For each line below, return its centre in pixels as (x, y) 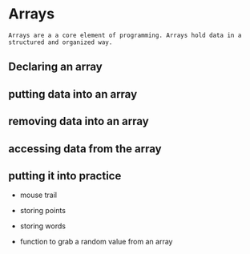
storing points (43, 211)
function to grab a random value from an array (96, 242)
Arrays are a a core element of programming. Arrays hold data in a (125, 35)
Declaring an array (55, 67)
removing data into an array (79, 121)
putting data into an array (73, 94)
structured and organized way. (60, 42)
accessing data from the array (85, 149)
